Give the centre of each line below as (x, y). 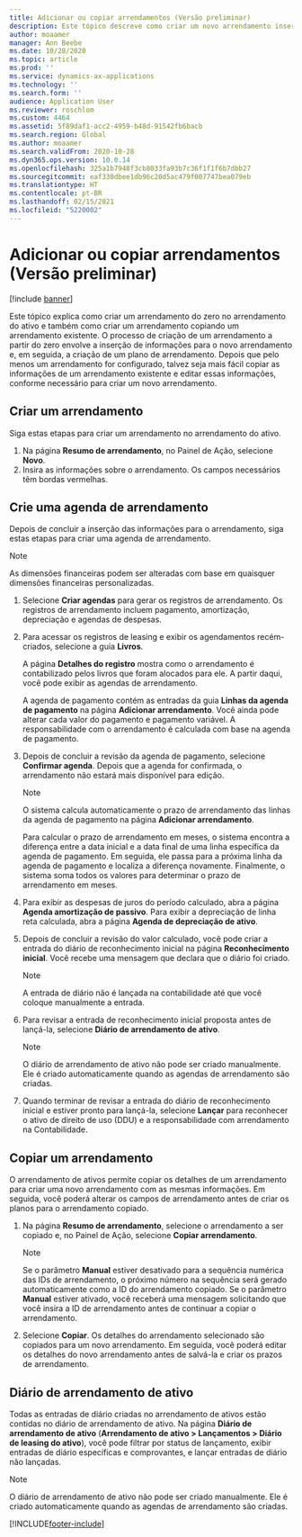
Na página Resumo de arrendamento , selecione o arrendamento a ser (153, 1226)
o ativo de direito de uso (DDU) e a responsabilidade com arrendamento (155, 1120)
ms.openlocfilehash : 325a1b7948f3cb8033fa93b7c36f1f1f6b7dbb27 (130, 168)
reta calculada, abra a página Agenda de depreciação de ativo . (140, 921)
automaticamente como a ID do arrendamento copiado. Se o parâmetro (155, 1290)
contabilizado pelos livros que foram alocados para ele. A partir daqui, (152, 674)
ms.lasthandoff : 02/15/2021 (62, 202)
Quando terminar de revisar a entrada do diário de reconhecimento (147, 1101)
